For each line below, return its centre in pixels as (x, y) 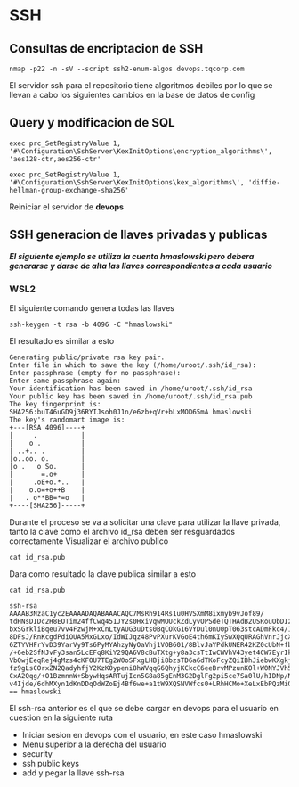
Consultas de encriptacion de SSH (106, 49)
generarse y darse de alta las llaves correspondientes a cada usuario (141, 266)
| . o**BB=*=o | (48, 497)
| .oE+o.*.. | (48, 482)
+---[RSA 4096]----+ (48, 427)
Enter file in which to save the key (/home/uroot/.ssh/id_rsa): (133, 365)
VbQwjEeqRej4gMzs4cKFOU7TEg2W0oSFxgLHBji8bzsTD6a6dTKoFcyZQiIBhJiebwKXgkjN (153, 660)
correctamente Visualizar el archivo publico (89, 541)
